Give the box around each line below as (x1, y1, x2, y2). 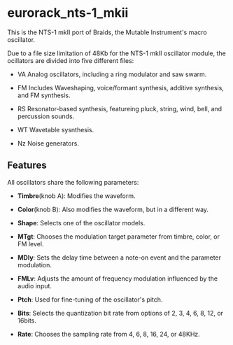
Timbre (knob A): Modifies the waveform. (17, 191, 136, 200)
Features (7, 160, 47, 171)
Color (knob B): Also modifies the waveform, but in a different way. (17, 205, 209, 213)
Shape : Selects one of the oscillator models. (17, 218, 146, 227)
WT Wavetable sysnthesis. (17, 125, 94, 134)
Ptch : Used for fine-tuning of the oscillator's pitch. (17, 295, 163, 304)
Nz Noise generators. (17, 139, 79, 148)
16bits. (17, 316, 37, 325)
